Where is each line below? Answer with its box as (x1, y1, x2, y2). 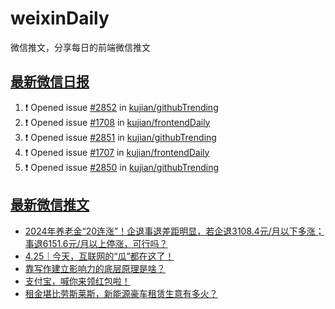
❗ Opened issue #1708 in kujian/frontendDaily (24, 116, 211, 128)
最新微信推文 (10, 197, 90, 214)
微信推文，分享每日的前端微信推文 (10, 41, 151, 53)
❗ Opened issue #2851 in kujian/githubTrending (24, 131, 217, 143)
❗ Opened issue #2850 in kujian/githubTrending (24, 161, 220, 173)
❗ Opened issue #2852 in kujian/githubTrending (24, 101, 219, 113)
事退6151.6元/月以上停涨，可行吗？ (24, 237, 168, 249)
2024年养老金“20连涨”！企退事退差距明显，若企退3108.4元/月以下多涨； (24, 225, 325, 237)
